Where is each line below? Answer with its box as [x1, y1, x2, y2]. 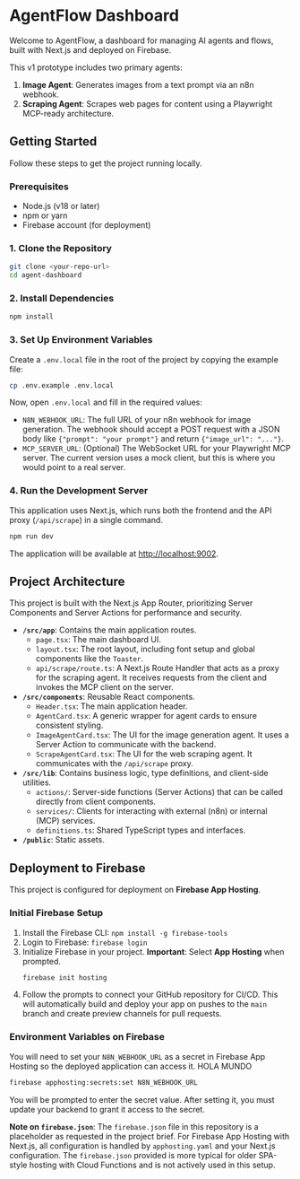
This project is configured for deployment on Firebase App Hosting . [9, 885, 261, 895]
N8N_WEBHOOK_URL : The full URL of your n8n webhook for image [21, 415, 252, 425]
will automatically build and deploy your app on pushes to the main [21, 999, 267, 1009]
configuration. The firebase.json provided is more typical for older [9, 1149, 257, 1160]
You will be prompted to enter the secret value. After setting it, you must [9, 1094, 275, 1105]
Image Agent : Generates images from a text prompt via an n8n [21, 79, 254, 90]
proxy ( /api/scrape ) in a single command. [9, 514, 164, 525]
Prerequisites [9, 180, 69, 193]
